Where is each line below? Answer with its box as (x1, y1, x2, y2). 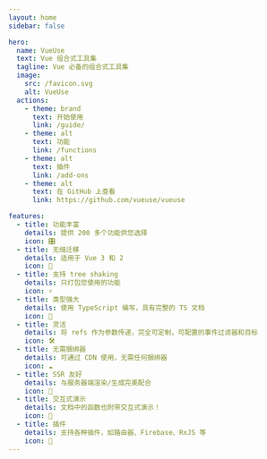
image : (16, 71, 41, 81)
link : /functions (31, 146, 98, 155)
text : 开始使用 (31, 113, 84, 122)
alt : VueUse (24, 87, 69, 97)
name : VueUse (16, 46, 65, 55)
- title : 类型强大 (16, 294, 80, 304)
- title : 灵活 (16, 319, 66, 329)
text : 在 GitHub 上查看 (31, 187, 116, 197)
